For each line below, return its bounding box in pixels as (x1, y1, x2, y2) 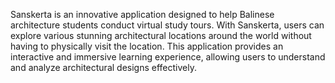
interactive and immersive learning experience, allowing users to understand (10, 51, 326, 63)
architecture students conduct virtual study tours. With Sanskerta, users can (10, 19, 325, 31)
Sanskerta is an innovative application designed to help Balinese (10, 9, 275, 20)
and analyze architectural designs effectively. (10, 62, 197, 73)
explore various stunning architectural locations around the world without (10, 30, 312, 41)
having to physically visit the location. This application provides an (10, 40, 284, 52)
